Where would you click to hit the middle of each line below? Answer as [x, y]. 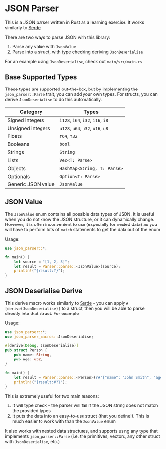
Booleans [19, 144]
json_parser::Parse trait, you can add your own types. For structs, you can [82, 94]
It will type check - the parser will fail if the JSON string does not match [85, 405]
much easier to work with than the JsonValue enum [64, 421]
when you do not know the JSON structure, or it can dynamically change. [80, 219]
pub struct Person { [26, 350]
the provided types [31, 411]
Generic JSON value [31, 184]
